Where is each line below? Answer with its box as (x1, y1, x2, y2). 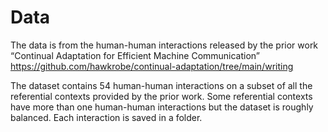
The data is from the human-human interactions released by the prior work (10, 39, 319, 51)
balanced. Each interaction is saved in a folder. (10, 111, 203, 123)
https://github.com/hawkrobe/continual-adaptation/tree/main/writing (10, 60, 294, 72)
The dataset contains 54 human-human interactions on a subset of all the (10, 79, 313, 91)
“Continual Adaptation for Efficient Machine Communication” (10, 49, 261, 61)
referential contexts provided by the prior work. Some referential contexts (10, 90, 313, 102)
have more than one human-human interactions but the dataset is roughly (10, 101, 314, 113)
